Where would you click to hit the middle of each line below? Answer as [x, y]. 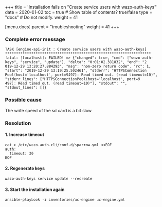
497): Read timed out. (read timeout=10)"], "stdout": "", [66, 84]
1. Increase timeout [25, 135]
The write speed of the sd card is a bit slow [48, 110]
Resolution [18, 123]
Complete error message [35, 39]
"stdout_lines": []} [26, 88]
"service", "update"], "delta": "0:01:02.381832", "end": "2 [83, 62]
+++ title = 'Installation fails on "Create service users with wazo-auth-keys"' [81, 7]
